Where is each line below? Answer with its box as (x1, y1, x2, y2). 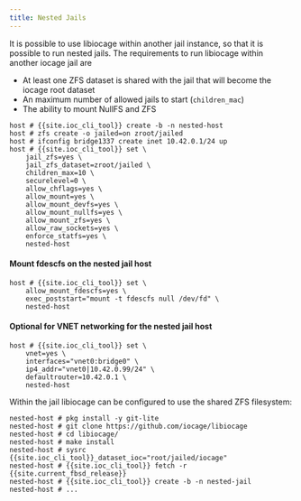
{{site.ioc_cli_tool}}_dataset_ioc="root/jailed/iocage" (9, 453, 228, 463)
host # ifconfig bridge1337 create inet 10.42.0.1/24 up (9, 136, 228, 145)
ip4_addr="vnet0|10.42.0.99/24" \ (25, 365, 155, 375)
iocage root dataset (22, 84, 96, 95)
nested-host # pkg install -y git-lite (9, 414, 160, 423)
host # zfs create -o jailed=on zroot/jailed (9, 128, 183, 138)
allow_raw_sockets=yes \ (25, 223, 119, 233)
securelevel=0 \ (25, 176, 87, 185)
